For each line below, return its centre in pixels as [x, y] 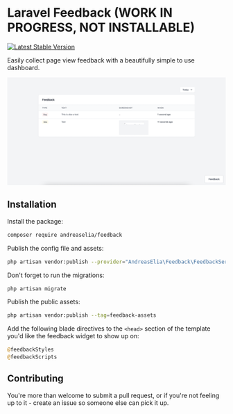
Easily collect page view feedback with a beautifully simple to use [101, 60]
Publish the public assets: [44, 302]
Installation [32, 205]
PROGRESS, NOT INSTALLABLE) [101, 27]
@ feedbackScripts [32, 357]
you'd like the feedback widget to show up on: [73, 336]
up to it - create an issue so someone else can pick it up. [88, 403]
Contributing [35, 379]
